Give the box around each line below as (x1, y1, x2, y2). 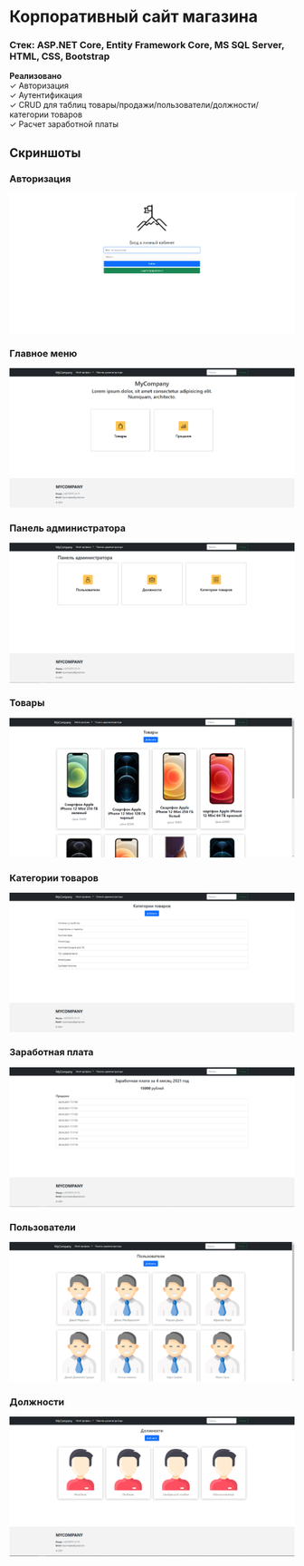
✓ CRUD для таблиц (9, 100, 87, 111)
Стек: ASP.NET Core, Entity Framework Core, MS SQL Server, (9, 39, 285, 52)
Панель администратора (9, 522, 127, 534)
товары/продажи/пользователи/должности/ (88, 100, 260, 111)
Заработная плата (9, 1046, 94, 1059)
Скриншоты (9, 145, 81, 161)
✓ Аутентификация (9, 90, 83, 101)
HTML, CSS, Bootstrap (9, 50, 110, 63)
